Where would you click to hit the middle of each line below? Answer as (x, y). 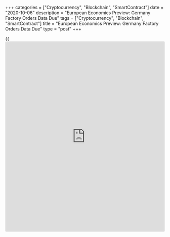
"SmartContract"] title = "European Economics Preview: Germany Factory (82, 23)
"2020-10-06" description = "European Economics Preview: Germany (78, 13)
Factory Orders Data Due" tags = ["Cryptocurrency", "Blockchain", (74, 18)
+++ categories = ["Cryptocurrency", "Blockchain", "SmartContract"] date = (84, 7)
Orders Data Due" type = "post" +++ (44, 29)
